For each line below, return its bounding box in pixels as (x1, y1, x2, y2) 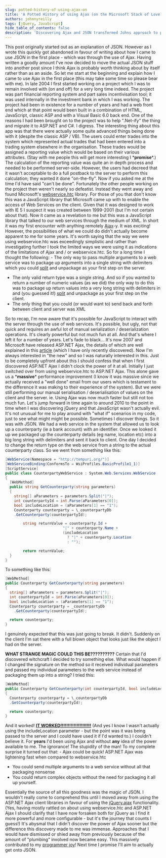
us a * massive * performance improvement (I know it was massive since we (5, 374, 159, 379)
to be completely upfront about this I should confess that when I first (5, 358, 145, 364)
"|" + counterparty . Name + (62, 526, 119, 531)
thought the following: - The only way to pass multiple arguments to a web (5, 255, 157, 260)
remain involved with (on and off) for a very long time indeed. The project (5, 86, 154, 92)
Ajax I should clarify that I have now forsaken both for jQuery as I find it (5, 810, 150, 816)
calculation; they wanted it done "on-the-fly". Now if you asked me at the (5, 175, 154, 181)
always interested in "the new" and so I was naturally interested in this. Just (5, 353, 159, 358)
